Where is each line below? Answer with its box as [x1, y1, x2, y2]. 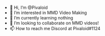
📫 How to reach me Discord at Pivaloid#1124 [9, 26, 101, 31]
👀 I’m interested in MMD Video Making [9, 10, 87, 16]
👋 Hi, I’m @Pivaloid [9, 5, 48, 10]
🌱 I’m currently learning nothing [9, 15, 73, 20]
